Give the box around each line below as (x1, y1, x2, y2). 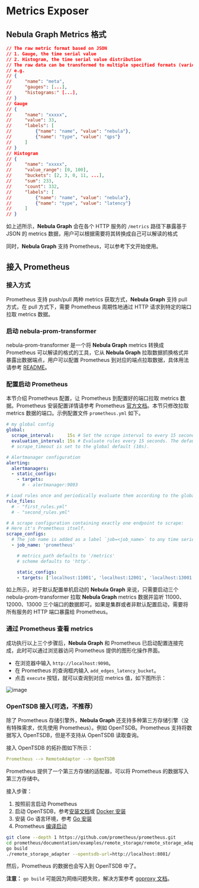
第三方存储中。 (6, 774, 43, 782)
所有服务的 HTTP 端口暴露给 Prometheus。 (6, 608, 111, 616)
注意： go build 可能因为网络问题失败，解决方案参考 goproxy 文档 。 (6, 875, 173, 882)
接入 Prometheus (6, 262, 70, 272)
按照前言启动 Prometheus (14, 800, 78, 807)
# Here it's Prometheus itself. (6, 525, 86, 531)
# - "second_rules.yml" (11, 509, 70, 515)
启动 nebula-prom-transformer (6, 327, 97, 335)
